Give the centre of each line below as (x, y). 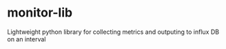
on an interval (27, 39)
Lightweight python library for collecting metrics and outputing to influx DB (113, 32)
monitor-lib (40, 13)
